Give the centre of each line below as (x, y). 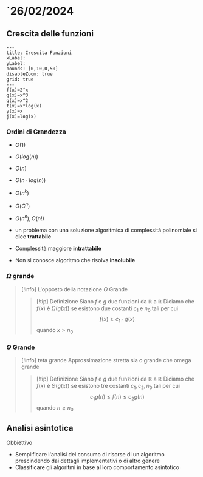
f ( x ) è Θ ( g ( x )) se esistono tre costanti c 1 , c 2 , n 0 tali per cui (108, 387)
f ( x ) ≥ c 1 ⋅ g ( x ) (117, 320)
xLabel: (16, 58)
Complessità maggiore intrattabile (58, 249)
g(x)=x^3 (17, 95)
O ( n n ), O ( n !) (29, 218)
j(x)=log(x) (21, 117)
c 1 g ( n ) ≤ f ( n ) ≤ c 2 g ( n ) (117, 397)
